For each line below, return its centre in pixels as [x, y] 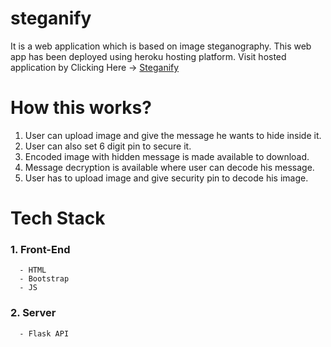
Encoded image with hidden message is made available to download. [167, 156]
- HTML [33, 270]
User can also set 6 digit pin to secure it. [108, 146]
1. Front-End [40, 249]
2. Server [33, 313]
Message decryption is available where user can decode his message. [169, 167]
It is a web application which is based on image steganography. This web [161, 46]
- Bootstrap [44, 279]
